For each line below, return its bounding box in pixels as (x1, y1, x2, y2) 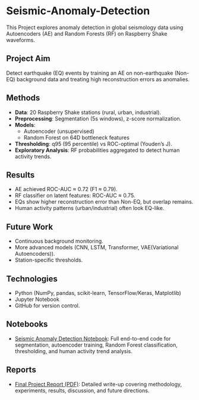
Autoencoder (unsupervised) (23, 128, 95, 135)
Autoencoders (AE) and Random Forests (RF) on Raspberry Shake (6, 30, 168, 37)
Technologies (6, 274, 58, 284)
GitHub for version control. (14, 302, 80, 309)
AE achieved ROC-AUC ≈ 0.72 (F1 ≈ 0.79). (14, 186, 118, 193)
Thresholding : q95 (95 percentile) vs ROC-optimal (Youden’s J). (14, 140, 172, 147)
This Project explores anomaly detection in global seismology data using (6, 24, 184, 31)
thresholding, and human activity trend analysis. (14, 347, 132, 354)
